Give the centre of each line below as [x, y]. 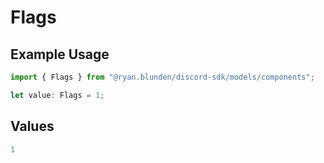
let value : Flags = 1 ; [57, 95]
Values [32, 126]
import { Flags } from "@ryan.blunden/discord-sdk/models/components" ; [162, 77]
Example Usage [60, 54]
